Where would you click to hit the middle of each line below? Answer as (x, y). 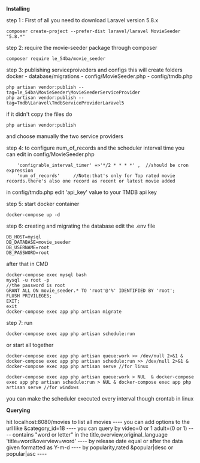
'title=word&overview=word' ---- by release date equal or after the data (95, 441)
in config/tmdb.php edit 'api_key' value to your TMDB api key (82, 192)
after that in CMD (28, 264)
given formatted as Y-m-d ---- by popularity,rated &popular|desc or (90, 447)
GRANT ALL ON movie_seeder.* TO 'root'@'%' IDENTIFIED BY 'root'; (91, 291)
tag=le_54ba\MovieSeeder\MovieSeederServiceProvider (73, 92)
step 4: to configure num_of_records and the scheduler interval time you (95, 148)
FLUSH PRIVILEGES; (29, 296)
